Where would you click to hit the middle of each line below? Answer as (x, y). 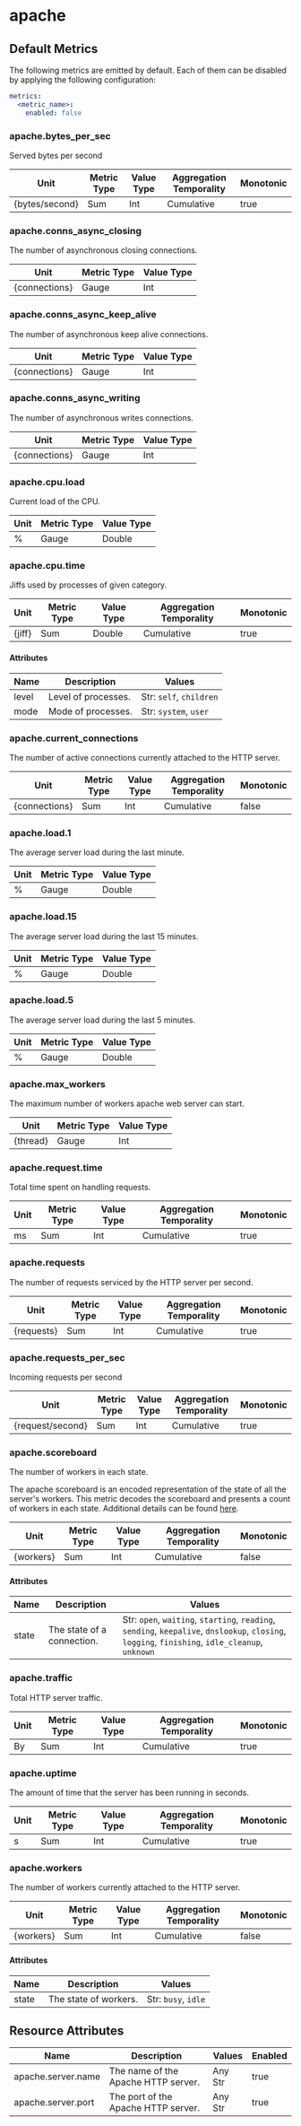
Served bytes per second (56, 155)
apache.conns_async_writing (75, 398)
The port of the (141, 2097)
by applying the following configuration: (83, 80)
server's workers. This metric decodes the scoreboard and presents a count (150, 1499)
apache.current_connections (74, 738)
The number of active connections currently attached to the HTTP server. (145, 757)
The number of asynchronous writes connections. (102, 417)
